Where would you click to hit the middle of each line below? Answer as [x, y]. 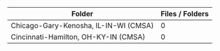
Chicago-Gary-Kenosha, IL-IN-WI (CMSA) [82, 25]
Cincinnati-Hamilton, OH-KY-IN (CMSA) [78, 37]
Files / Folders [185, 14]
